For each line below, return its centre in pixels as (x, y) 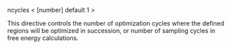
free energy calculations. (43, 38)
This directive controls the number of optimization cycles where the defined (116, 23)
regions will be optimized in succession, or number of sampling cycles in (111, 31)
